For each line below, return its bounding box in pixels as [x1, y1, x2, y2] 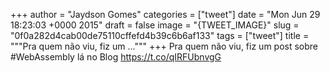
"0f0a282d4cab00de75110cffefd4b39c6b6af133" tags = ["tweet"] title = [10, 30, 310, 41]
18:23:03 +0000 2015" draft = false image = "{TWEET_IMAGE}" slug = [10, 19, 300, 31]
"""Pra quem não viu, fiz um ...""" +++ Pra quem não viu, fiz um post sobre [10, 40, 319, 52]
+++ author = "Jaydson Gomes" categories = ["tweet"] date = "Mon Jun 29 [10, 9, 321, 20]
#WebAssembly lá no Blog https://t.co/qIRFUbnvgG [10, 51, 222, 63]
